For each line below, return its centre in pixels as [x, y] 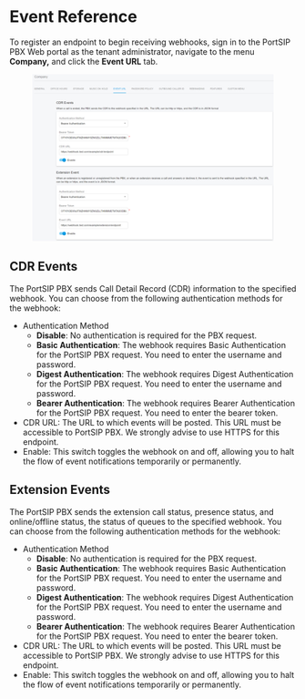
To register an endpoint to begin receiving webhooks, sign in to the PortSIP [150, 42]
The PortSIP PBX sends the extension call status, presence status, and [142, 511]
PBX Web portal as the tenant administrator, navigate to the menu [132, 51]
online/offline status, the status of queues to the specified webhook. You [146, 521]
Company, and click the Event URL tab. [84, 61]
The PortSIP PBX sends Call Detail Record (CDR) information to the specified [153, 288]
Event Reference [74, 17]
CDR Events [44, 267]
